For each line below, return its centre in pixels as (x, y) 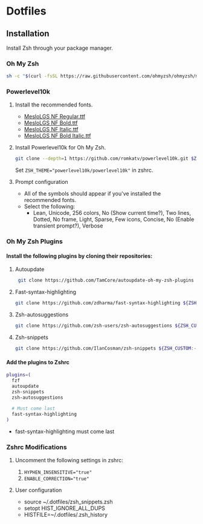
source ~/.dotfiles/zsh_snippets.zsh (68, 502)
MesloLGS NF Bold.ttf (51, 123)
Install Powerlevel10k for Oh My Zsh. (60, 148)
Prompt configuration (41, 182)
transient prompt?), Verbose (68, 226)
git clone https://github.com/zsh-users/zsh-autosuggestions (94, 326)
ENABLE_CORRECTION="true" (56, 479)
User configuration (38, 490)
